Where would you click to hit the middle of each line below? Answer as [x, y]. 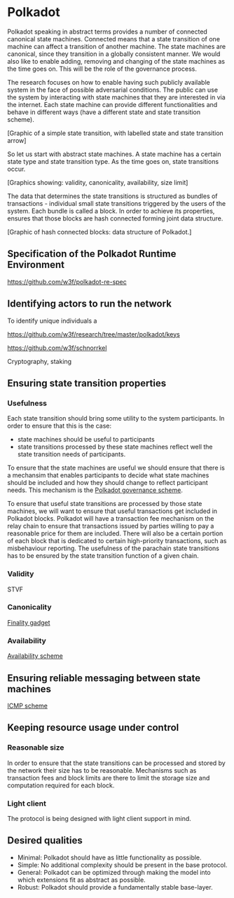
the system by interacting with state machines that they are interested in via [116, 97]
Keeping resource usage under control [93, 728]
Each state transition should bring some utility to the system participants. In [116, 419]
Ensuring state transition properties [87, 383]
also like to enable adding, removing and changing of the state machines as [116, 61]
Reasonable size [36, 748]
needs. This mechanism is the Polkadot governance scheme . [95, 490]
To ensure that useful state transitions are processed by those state [105, 504]
